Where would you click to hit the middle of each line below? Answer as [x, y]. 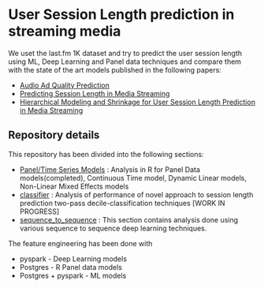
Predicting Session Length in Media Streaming [95, 93]
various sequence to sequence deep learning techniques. [113, 228]
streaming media [65, 31]
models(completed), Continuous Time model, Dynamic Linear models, [133, 178]
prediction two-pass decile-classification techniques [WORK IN [123, 203]
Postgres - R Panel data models [71, 267]
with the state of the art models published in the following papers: [115, 69]
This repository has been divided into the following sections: [106, 154]
